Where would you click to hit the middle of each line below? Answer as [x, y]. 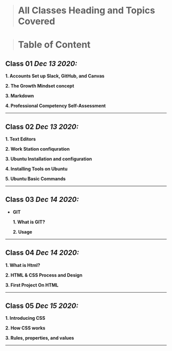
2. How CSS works [25, 328]
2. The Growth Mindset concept [40, 86]
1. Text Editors [20, 139]
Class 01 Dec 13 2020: [41, 64]
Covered [36, 21]
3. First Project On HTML [32, 285]
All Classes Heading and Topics [86, 11]
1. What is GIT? [29, 222]
